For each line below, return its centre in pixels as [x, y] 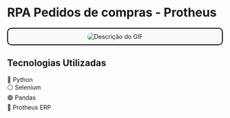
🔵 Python [20, 79]
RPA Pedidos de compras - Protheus [112, 13]
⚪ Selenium [24, 87]
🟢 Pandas [22, 98]
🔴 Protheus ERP [29, 107]
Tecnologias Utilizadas [57, 63]
